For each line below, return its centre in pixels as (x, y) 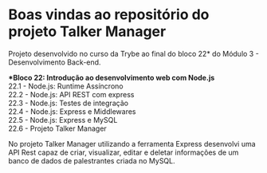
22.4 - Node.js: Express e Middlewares (72, 111)
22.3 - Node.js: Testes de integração (69, 103)
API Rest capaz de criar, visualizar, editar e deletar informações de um (124, 152)
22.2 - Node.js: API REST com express (71, 94)
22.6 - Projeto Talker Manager (58, 128)
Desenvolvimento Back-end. (55, 62)
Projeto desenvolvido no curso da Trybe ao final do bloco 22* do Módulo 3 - (133, 53)
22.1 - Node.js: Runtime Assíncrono (66, 86)
